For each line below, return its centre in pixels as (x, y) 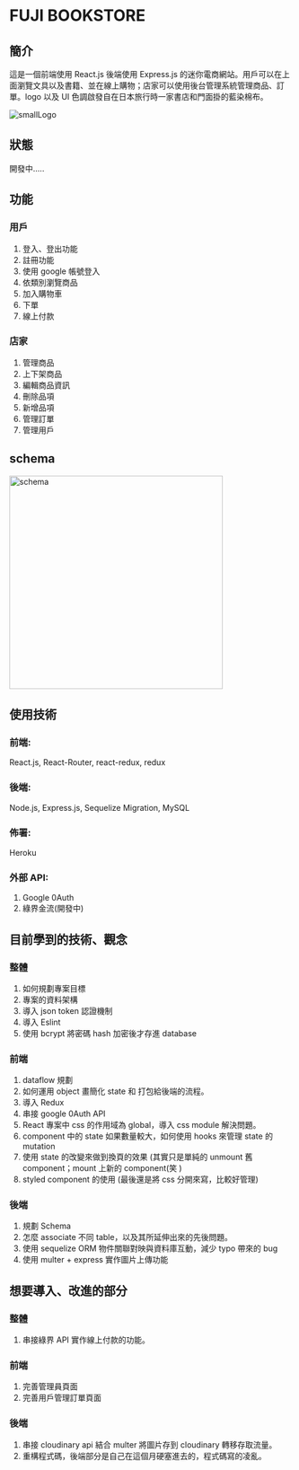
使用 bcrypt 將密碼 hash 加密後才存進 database (110, 1033)
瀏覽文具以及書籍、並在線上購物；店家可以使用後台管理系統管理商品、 (146, 85)
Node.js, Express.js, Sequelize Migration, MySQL (100, 807)
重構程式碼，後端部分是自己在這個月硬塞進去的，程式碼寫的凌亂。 (144, 1456)
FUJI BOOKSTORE (78, 16)
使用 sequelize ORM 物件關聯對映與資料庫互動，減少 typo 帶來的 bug (150, 1248)
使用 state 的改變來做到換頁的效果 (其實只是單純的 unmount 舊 (137, 1157)
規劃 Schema (47, 1226)
